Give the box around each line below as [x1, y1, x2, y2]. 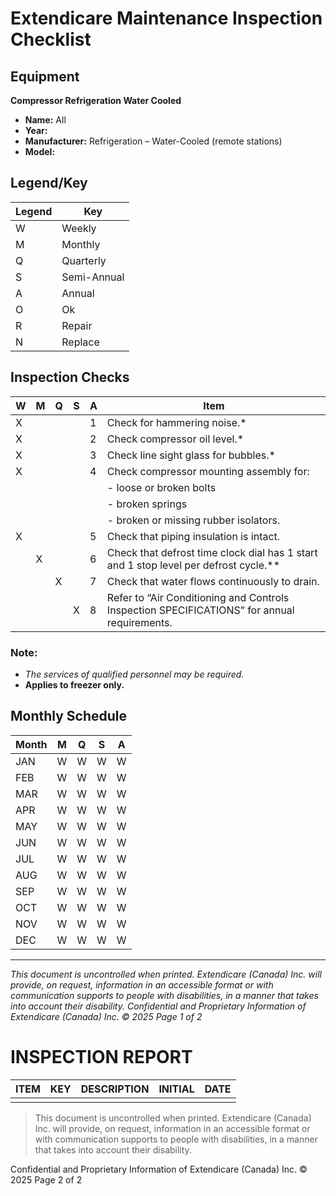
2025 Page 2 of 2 [10, 1173, 83, 1186]
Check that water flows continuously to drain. [106, 574, 320, 588]
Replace [61, 335, 100, 349]
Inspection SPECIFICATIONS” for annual [106, 603, 295, 617]
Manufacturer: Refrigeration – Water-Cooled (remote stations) [24, 135, 283, 147]
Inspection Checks [10, 369, 130, 386]
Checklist [10, 28, 92, 51]
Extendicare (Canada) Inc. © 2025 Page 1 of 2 [10, 1010, 203, 1022]
